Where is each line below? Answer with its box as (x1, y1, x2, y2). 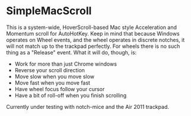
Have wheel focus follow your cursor (14, 85, 105, 92)
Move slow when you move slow (14, 73, 95, 80)
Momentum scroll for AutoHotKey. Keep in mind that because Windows (6, 30, 180, 37)
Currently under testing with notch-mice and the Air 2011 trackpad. (6, 103, 169, 110)
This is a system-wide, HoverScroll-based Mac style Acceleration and (6, 24, 177, 31)
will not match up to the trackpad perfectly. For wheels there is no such (6, 43, 180, 50)
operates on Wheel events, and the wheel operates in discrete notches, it (6, 36, 185, 43)
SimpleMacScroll (6, 4, 92, 18)
